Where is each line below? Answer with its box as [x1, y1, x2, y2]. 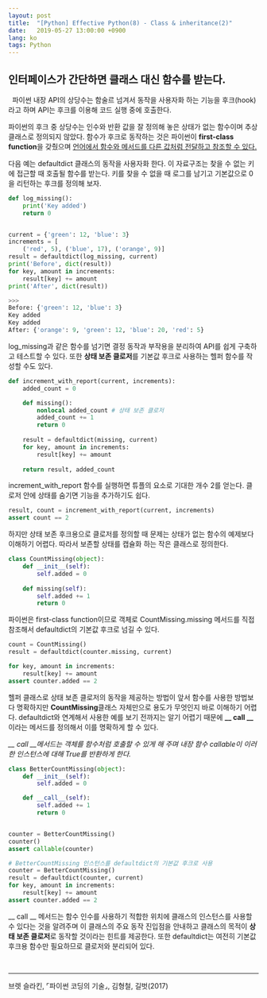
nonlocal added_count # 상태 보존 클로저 [37, 406, 164, 414]
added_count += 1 [37, 414, 94, 422]
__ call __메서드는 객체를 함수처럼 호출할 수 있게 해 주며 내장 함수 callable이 [8, 739, 242, 748]
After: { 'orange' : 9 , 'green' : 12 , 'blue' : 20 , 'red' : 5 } [8, 327, 204, 335]
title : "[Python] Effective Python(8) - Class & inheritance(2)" [8, 19, 233, 27]
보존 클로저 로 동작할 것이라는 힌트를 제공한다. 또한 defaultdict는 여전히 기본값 [16, 931, 257, 941]
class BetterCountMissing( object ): [8, 764, 126, 773]
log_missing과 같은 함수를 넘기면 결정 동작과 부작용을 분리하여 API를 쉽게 [8, 341, 236, 350]
